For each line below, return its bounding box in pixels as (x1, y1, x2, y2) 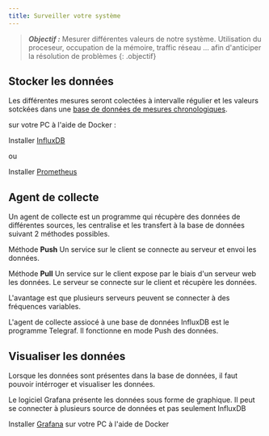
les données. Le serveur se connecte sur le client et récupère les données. (8, 278, 257, 287)
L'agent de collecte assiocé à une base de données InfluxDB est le (8, 317, 230, 327)
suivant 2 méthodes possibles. (8, 229, 111, 239)
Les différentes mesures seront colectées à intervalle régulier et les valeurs (8, 96, 258, 106)
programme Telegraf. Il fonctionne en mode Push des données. (8, 326, 219, 336)
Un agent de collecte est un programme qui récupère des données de (8, 212, 241, 222)
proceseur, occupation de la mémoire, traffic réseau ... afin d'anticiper (27, 42, 262, 52)
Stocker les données (8, 74, 115, 89)
